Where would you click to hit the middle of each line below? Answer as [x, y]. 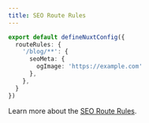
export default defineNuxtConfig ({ [67, 37]
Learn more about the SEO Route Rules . [73, 110]
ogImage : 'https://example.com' [90, 67]
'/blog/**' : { [45, 52]
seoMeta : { [47, 59]
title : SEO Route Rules [47, 15]
